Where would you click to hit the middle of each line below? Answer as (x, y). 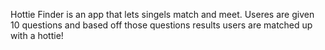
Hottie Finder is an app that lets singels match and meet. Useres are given (162, 14)
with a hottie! (37, 35)
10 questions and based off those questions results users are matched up (161, 25)
